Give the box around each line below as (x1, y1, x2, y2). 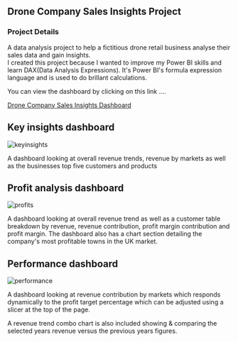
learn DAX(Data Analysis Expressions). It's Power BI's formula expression (7, 65, 222, 74)
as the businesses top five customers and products (7, 161, 158, 170)
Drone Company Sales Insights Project (7, 6, 181, 18)
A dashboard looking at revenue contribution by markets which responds (7, 290, 221, 299)
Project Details (7, 27, 59, 37)
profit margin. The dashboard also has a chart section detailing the (7, 230, 202, 238)
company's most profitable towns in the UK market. (7, 237, 158, 246)
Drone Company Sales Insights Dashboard (7, 101, 131, 109)
